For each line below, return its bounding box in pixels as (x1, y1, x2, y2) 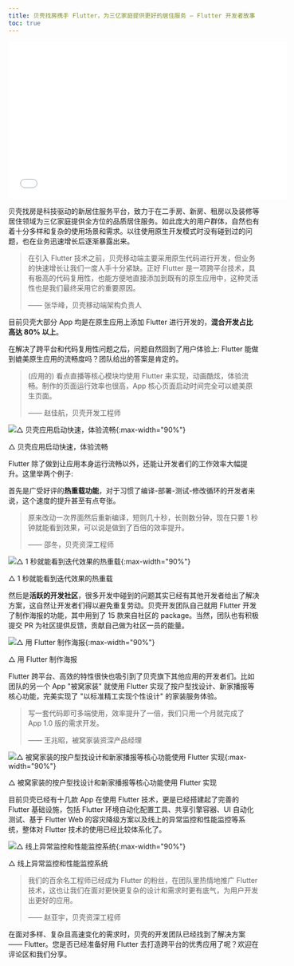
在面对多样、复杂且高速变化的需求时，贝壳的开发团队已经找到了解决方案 (8, 929, 245, 939)
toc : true (8, 19, 41, 27)
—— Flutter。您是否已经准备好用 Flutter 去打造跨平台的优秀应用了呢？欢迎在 (8, 939, 259, 948)
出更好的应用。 (27, 895, 77, 905)
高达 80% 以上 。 (8, 327, 64, 336)
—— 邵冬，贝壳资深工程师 (27, 540, 114, 549)
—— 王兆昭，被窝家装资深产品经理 (27, 735, 142, 745)
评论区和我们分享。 (8, 949, 72, 959)
